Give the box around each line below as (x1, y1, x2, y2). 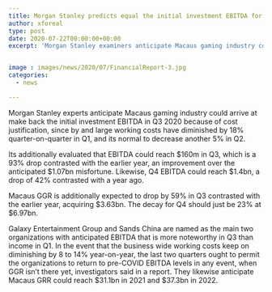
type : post (8, 27, 45, 35)
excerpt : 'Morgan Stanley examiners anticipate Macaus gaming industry (8, 42, 255, 50)
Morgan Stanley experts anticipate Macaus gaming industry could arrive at (8, 108, 257, 117)
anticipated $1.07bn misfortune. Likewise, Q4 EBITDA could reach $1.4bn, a (8, 167, 261, 176)
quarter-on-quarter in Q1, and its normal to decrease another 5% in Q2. (8, 133, 246, 143)
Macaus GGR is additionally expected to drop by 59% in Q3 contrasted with (8, 191, 261, 201)
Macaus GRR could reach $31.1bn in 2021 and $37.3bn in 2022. (8, 275, 219, 285)
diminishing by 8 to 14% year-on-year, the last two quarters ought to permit (8, 249, 261, 259)
